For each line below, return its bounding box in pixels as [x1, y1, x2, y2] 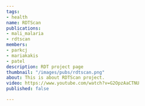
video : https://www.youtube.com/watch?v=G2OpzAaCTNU [6, 81, 140, 86]
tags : [6, 8, 20, 15]
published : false [6, 86, 49, 92]
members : [6, 42, 28, 48]
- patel [6, 58, 26, 64]
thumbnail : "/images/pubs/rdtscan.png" [6, 69, 105, 75]
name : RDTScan [6, 20, 42, 25]
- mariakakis [6, 53, 39, 59]
